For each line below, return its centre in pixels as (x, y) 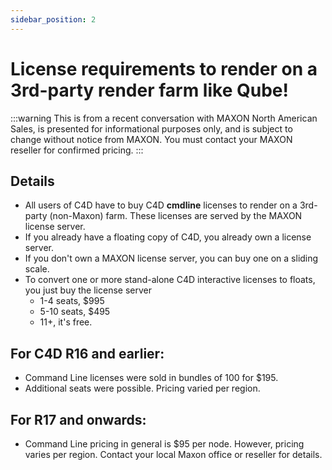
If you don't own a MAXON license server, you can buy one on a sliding (171, 258)
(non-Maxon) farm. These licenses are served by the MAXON (176, 216)
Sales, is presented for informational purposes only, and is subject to (151, 128)
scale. (37, 269)
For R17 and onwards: (78, 419)
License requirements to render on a (164, 68)
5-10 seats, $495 (75, 312)
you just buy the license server (88, 290)
